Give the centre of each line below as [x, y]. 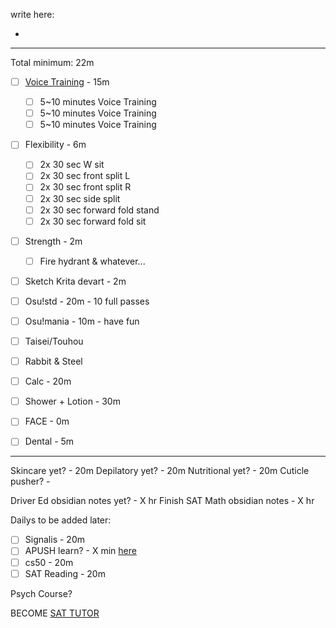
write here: [32, 14]
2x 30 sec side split [80, 198]
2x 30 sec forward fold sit [93, 221]
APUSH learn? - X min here [80, 551]
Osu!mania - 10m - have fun [82, 321]
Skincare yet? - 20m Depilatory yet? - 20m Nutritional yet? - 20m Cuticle [160, 471]
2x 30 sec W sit [72, 165]
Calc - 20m [48, 381]
